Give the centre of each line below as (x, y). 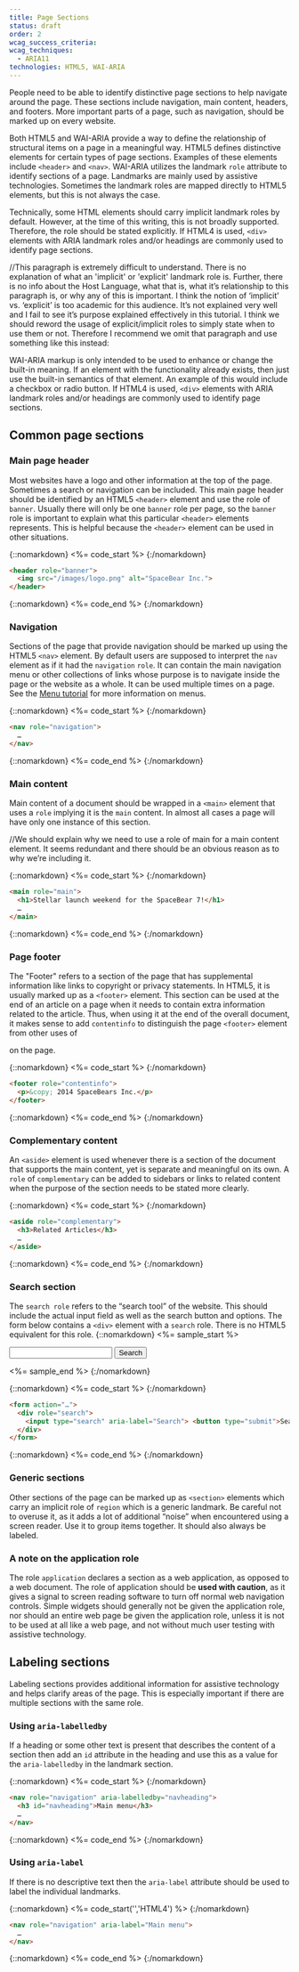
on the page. (32, 1051)
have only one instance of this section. (80, 822)
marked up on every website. (63, 120)
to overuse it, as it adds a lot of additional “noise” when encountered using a (149, 1516)
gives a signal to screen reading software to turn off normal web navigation (147, 1596)
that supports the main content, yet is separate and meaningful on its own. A (149, 1169)
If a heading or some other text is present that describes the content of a (142, 1745)
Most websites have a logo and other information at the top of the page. (141, 480)
